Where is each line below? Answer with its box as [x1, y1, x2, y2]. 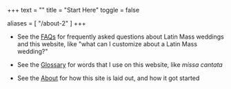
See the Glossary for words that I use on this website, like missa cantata [17, 61, 223, 68]
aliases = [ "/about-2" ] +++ [7, 19, 86, 27]
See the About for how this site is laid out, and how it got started [17, 74, 200, 82]
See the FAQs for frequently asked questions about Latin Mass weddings [17, 32, 224, 41]
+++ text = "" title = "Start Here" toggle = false [7, 6, 140, 14]
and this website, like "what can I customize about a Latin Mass [17, 40, 198, 48]
